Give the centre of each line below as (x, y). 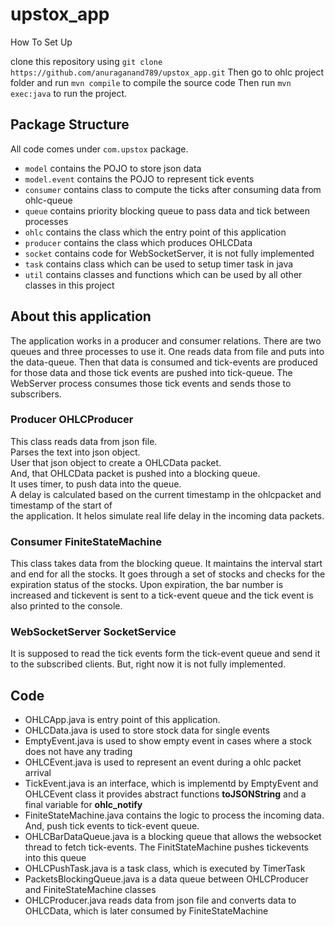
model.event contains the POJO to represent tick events (139, 179)
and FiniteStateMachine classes (90, 890)
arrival (38, 773)
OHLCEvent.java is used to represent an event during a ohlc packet (163, 762)
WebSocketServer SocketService (93, 632)
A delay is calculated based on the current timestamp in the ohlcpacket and (166, 494)
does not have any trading (78, 752)
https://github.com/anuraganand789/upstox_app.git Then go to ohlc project (167, 72)
